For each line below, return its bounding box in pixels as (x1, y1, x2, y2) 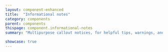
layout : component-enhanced (5, 7, 64, 12)
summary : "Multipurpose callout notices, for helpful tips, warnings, (5, 30, 155, 35)
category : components (5, 16, 50, 21)
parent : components (5, 21, 46, 26)
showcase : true (5, 39, 37, 45)
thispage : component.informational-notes (5, 26, 93, 31)
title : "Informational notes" (5, 12, 70, 17)
